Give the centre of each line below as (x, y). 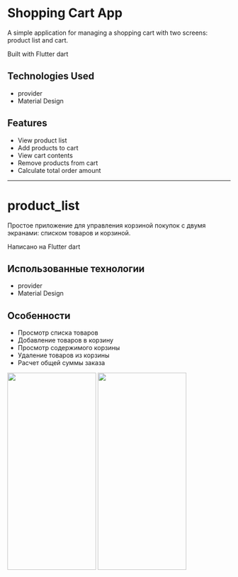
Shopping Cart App (65, 13)
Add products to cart (48, 147)
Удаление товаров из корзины (63, 355)
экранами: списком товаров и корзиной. (69, 233)
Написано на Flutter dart (44, 247)
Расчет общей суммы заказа (61, 363)
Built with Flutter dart (38, 54)
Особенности (39, 316)
